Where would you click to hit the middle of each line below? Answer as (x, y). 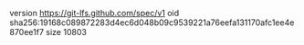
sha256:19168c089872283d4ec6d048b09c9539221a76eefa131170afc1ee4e (152, 22)
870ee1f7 (26, 32)
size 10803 (66, 32)
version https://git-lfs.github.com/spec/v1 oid (94, 13)
